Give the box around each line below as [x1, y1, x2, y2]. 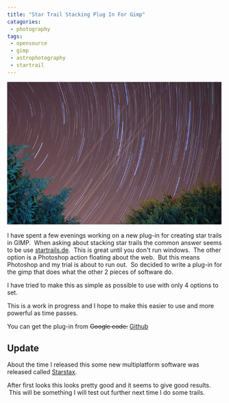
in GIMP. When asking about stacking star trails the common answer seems [7, 239, 222, 247]
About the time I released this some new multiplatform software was [7, 360, 200, 369]
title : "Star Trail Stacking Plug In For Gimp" [7, 11, 146, 18]
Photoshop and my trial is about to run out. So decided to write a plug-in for [7, 261, 223, 269]
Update [7, 342, 40, 354]
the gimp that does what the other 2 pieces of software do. [7, 268, 173, 276]
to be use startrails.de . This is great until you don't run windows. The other [7, 246, 221, 254]
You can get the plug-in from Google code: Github [7, 323, 149, 331]
